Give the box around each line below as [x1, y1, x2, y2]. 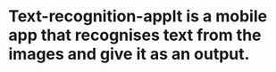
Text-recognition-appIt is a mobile [8, 6, 268, 27]
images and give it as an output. [8, 44, 250, 64]
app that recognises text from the [8, 25, 262, 45]
